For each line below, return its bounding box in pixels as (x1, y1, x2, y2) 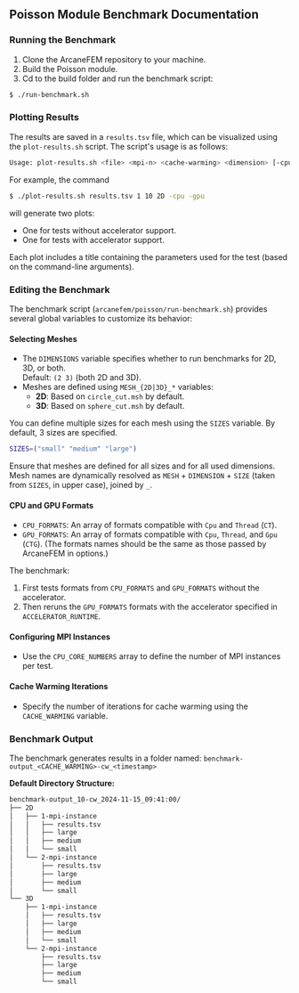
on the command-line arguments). (9, 261, 135, 272)
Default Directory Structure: (9, 777, 116, 788)
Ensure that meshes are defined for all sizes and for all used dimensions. (9, 460, 276, 471)
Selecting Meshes (9, 333, 77, 344)
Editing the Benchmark (9, 283, 110, 296)
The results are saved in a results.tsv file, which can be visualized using (9, 131, 279, 142)
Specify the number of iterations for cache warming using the (21, 701, 249, 712)
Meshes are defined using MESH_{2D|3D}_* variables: (21, 382, 214, 393)
